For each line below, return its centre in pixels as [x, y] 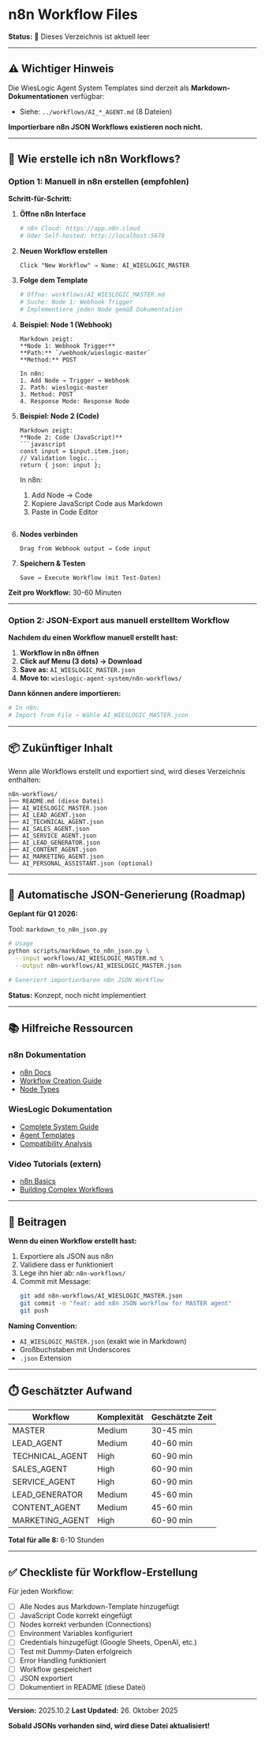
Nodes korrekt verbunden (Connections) [86, 1625]
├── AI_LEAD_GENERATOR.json [54, 843]
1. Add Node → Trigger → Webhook [75, 380]
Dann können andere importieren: [65, 693]
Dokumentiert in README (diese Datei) [82, 1687]
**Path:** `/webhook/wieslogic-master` [85, 353]
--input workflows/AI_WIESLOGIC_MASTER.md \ [90, 958]
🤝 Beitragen [37, 1222]
